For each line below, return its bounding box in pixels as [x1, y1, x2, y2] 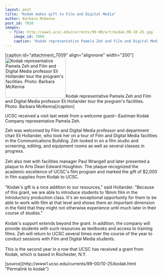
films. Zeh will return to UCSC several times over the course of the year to [5, 230, 153, 236]
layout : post [5, 7, 32, 12]
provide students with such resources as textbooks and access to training [5, 225, 153, 231]
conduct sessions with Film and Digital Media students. [5, 236, 115, 241]
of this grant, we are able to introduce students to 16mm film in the [5, 189, 138, 195]
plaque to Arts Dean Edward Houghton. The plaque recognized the [5, 163, 139, 169]
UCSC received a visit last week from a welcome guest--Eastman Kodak [5, 113, 149, 119]
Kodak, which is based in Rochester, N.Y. [5, 251, 87, 257]
